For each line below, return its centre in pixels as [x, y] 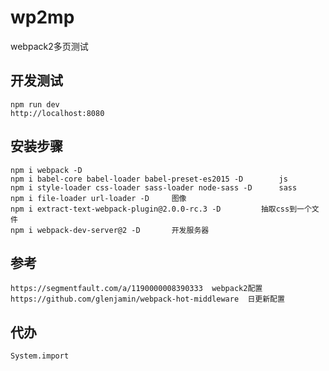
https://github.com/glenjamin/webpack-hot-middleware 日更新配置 [147, 299]
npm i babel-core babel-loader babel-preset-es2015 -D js [149, 179]
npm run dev [35, 104]
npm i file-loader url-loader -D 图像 [98, 198]
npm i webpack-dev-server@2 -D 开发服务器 [110, 230]
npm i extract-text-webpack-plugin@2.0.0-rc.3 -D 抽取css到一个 [161, 209]
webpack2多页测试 [49, 46]
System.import [40, 356]
